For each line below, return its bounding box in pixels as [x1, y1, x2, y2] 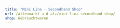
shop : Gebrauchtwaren [5, 16, 49, 20]
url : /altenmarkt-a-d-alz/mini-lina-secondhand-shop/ [5, 11, 116, 16]
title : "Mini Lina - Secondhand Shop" [5, 7, 83, 12]
